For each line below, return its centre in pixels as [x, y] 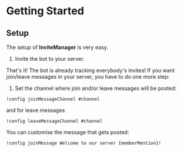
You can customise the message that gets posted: [68, 132]
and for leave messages [36, 110]
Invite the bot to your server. [50, 59]
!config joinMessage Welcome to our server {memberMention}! [84, 143]
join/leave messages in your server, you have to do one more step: [88, 77]
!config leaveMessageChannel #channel [54, 121]
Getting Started [45, 11]
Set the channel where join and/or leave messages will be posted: [96, 88]
